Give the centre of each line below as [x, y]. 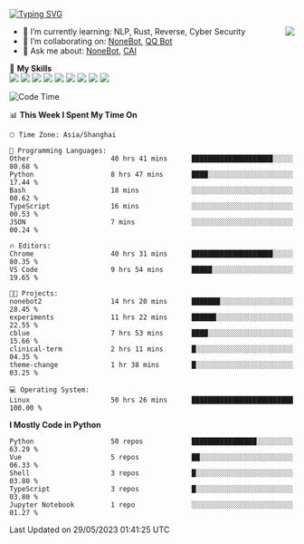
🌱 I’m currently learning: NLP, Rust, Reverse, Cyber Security [134, 31]
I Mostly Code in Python [55, 425]
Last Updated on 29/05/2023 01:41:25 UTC [90, 529]
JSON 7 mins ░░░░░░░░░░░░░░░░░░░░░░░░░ [152, 222]
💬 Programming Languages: [58, 151]
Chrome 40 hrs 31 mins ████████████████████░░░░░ [152, 254]
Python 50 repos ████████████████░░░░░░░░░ [152, 442]
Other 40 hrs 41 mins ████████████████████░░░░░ [152, 159]
